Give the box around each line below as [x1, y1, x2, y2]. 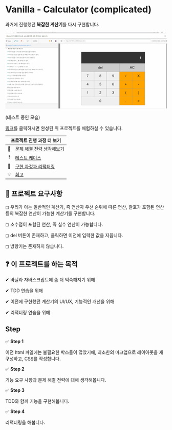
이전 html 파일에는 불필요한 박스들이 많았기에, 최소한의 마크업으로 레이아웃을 [5, 349, 158, 355]
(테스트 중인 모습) [5, 114, 40, 120]
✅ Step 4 [5, 408, 25, 415]
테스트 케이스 [15, 154, 41, 160]
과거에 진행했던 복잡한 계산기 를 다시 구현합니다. [5, 21, 100, 27]
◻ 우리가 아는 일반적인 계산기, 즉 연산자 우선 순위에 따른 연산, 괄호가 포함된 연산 [5, 204, 164, 210]
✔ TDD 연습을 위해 [5, 288, 44, 294]
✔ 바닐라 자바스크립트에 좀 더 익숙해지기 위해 [5, 277, 96, 283]
